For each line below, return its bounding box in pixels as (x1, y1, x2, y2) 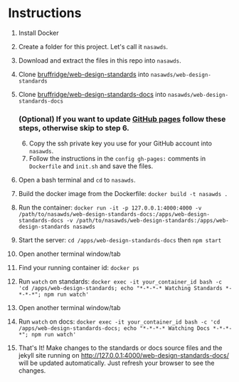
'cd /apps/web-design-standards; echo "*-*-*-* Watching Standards (18, 285, 223, 292)
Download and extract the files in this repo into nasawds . (18, 56, 181, 65)
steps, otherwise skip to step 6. (18, 123, 130, 133)
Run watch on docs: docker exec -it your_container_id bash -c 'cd (18, 317, 221, 326)
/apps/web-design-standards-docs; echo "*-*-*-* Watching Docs (18, 325, 211, 332)
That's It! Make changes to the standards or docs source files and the (18, 344, 223, 352)
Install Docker (18, 29, 59, 37)
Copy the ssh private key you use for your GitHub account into (28, 139, 213, 148)
